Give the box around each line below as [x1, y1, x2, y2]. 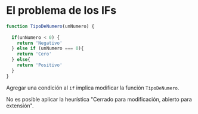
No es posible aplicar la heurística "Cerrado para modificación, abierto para [6, 95, 192, 103]
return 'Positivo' [17, 62, 63, 69]
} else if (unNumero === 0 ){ [11, 45, 84, 51]
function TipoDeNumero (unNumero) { [6, 23, 95, 29]
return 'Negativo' [17, 40, 63, 46]
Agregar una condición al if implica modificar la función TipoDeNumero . [6, 84, 180, 91]
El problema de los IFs [6, 4, 117, 17]
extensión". [6, 102, 34, 109]
